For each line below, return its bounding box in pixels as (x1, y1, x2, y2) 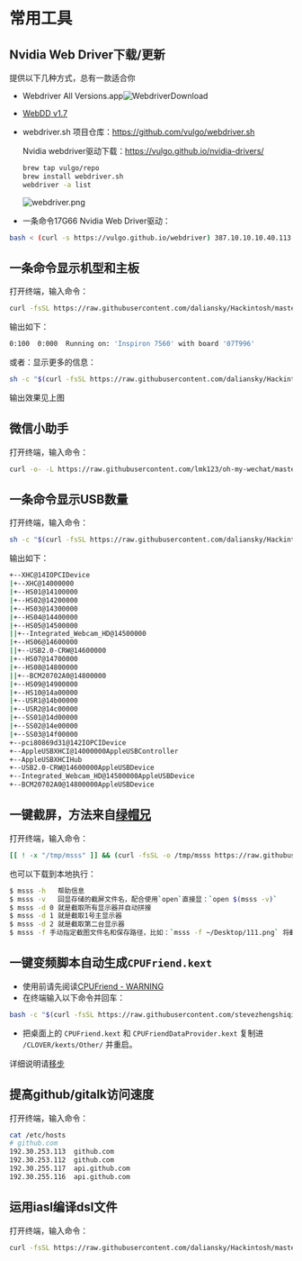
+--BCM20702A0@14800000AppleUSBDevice (9, 780, 155, 789)
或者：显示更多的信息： (9, 357, 96, 367)
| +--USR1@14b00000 (9, 696, 78, 705)
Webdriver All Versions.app (22, 91, 124, 101)
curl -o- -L (9, 465, 54, 474)
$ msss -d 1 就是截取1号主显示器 (9, 912, 123, 921)
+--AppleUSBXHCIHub (9, 755, 83, 764)
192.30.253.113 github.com (9, 1148, 115, 1157)
